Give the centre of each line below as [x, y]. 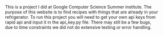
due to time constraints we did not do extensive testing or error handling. [78, 27]
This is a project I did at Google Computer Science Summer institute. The [79, 7]
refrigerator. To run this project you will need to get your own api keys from [81, 17]
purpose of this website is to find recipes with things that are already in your [81, 12]
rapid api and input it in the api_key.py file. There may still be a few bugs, [78, 22]
